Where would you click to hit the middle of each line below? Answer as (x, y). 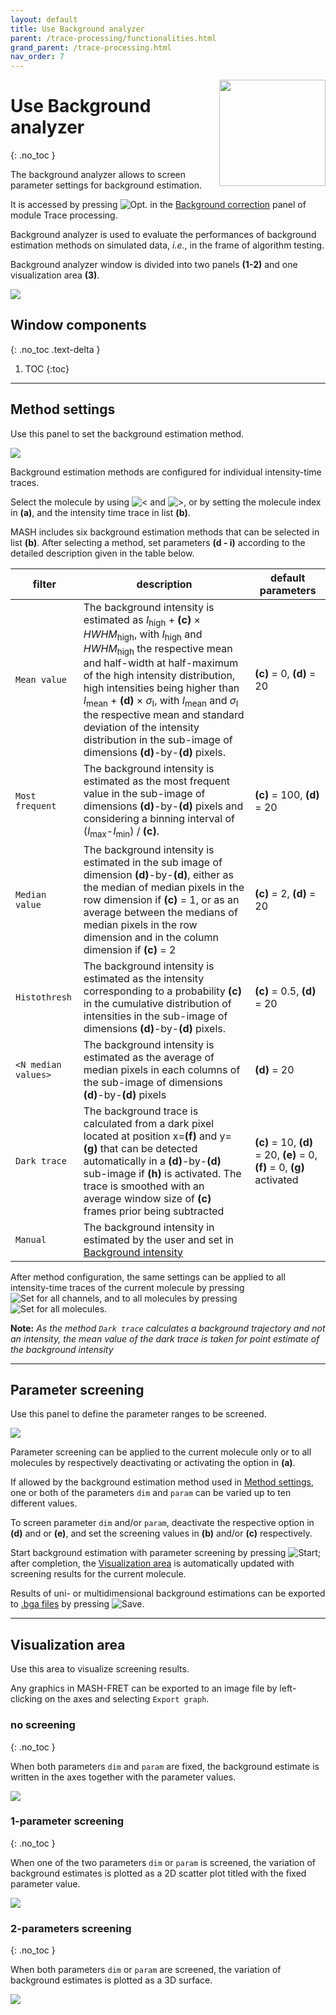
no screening (43, 1725)
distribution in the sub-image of (158, 740)
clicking (26, 1699)
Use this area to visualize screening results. (100, 1669)
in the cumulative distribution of (157, 1003)
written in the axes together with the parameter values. (123, 1777)
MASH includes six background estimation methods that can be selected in (165, 532)
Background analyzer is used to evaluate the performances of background (163, 235)
